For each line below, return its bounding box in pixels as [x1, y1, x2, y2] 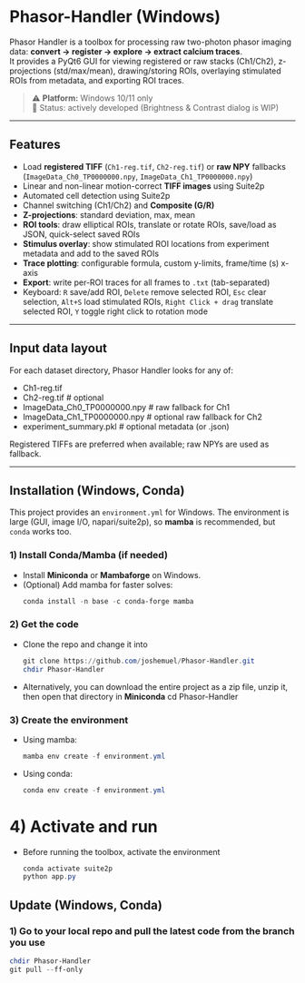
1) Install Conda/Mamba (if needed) [9, 549, 168, 562]
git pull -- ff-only [9, 965, 84, 974]
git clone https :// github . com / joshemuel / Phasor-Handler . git [22, 656, 255, 665]
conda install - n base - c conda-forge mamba [22, 596, 194, 605]
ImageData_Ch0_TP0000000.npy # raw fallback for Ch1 [22, 401, 231, 412]
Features [9, 137, 61, 152]
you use [9, 936, 45, 949]
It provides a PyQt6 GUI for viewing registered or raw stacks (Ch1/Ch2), [9, 55, 277, 66]
